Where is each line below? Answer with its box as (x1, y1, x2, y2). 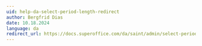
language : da (6, 25, 39, 32)
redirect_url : (6, 31, 42, 37)
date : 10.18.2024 (6, 20, 50, 26)
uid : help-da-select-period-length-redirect (6, 8, 120, 15)
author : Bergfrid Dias (6, 14, 63, 20)
